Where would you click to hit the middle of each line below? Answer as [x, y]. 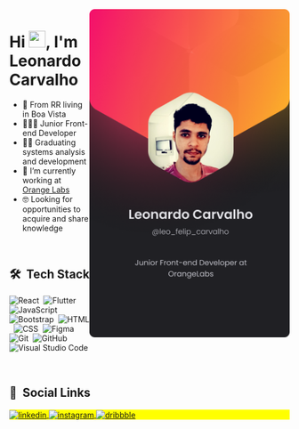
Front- [77, 123]
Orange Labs [46, 190]
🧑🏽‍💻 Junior [43, 123]
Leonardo [45, 61]
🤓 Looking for [47, 198]
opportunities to [52, 209]
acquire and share [55, 218]
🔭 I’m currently [49, 170]
